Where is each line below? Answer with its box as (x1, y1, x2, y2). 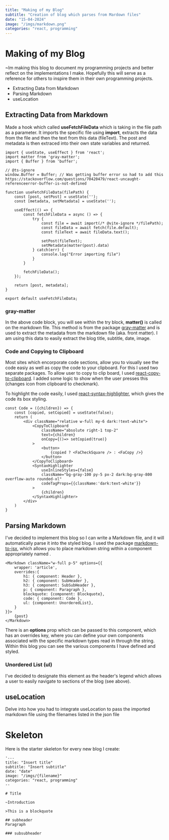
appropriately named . (5, 551, 51, 557)
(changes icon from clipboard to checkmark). (5, 381, 99, 387)
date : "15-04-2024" (5, 17, 46, 22)
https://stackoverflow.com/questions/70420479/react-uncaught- (5, 176, 141, 182)
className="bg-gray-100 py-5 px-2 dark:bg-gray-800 (41, 472, 152, 477)
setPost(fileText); (41, 238, 82, 243)
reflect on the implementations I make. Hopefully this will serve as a (5, 70, 146, 76)
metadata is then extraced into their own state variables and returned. (5, 140, 150, 146)
